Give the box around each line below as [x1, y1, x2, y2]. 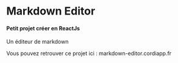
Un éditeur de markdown [6, 38, 69, 45]
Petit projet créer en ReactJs [6, 24, 80, 31]
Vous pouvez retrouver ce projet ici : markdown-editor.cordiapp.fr [6, 50, 172, 57]
